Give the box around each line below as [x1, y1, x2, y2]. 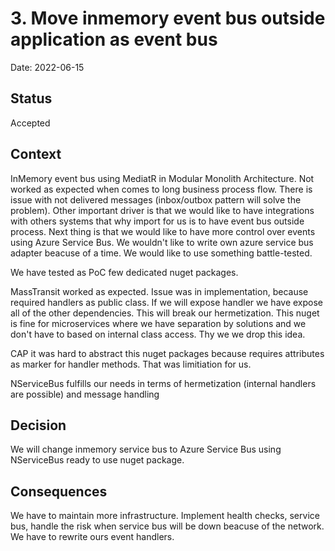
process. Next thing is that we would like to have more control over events [10, 225, 316, 237]
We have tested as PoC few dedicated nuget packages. [10, 266, 239, 278]
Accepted [10, 117, 51, 129]
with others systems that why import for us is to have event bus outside [10, 215, 305, 227]
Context [10, 146, 62, 163]
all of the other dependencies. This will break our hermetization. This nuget [10, 307, 320, 319]
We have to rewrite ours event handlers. [10, 531, 175, 543]
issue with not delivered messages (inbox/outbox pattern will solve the [10, 193, 302, 206]
